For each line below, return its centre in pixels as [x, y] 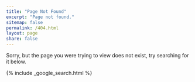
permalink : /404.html [32, 28]
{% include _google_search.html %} [49, 73]
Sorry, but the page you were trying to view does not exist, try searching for [97, 55]
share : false [22, 39]
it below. [16, 61]
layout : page [22, 33]
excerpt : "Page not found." [40, 17]
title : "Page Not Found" [36, 11]
